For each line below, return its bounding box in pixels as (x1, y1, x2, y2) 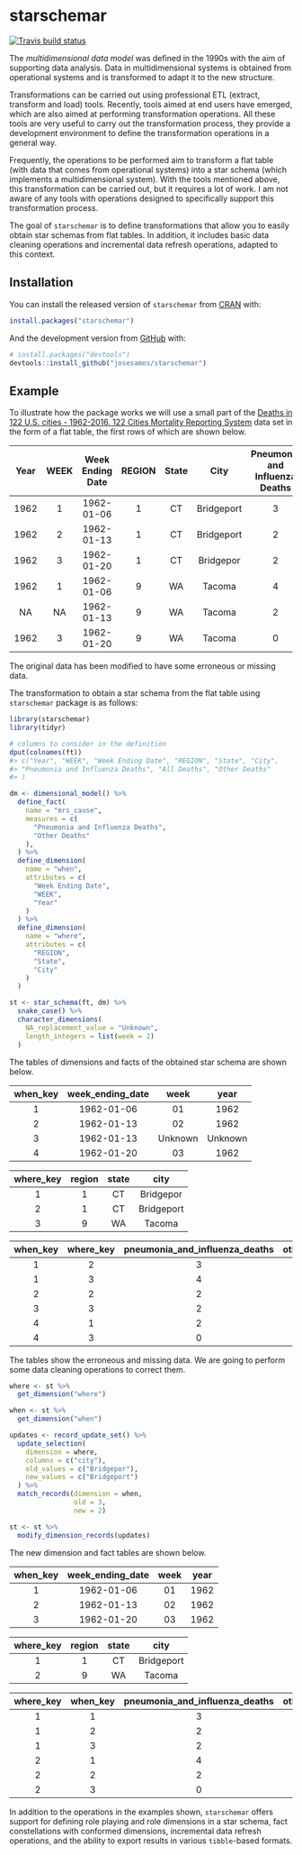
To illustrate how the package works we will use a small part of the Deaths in (9, 407, 293, 418)
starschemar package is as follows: (9, 698, 138, 708)
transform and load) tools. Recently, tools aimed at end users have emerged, (9, 98, 293, 109)
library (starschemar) (9, 715, 91, 724)
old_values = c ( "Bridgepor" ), (25, 1464, 139, 1474)
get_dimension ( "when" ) (17, 1414, 102, 1424)
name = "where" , (25, 932, 87, 941)
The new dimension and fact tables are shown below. (9, 1547, 207, 1558)
